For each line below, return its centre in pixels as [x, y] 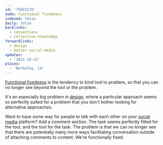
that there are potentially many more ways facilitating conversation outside [80, 132]
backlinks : [16, 28]
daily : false [18, 23]
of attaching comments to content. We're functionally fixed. [64, 137]
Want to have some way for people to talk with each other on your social [78, 117]
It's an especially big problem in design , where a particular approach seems [81, 97]
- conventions [24, 32]
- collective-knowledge [33, 37]
